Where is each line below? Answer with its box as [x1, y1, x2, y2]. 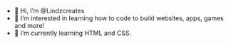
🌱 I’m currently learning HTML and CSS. [14, 29, 132, 37]
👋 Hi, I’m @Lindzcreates [14, 7, 85, 15]
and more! [14, 22, 45, 29]
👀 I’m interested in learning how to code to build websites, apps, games [14, 14, 225, 22]
